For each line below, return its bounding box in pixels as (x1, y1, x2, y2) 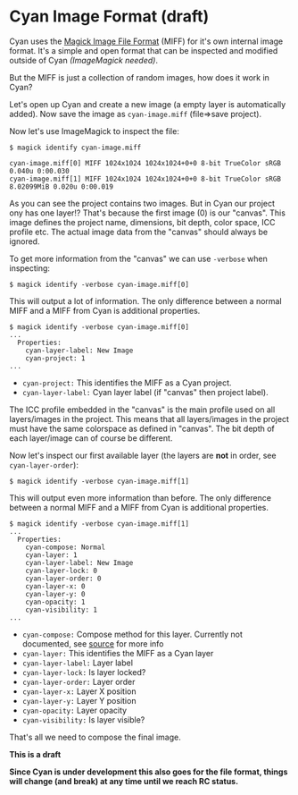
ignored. (9, 235, 40, 247)
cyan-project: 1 (25, 353, 87, 363)
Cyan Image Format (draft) (9, 6, 210, 27)
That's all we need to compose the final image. (9, 732, 181, 742)
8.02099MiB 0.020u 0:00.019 (9, 182, 114, 191)
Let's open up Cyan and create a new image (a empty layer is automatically (9, 98, 286, 109)
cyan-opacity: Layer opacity (21, 705, 128, 715)
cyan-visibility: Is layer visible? (21, 714, 145, 725)
